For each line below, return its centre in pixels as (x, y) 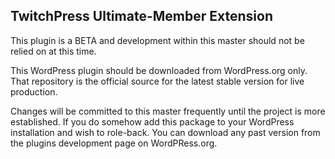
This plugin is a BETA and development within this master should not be (157, 40)
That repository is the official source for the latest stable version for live (157, 81)
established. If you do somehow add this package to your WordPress (152, 121)
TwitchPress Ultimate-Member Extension (141, 16)
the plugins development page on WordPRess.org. (114, 143)
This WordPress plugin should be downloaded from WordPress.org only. (159, 70)
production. (34, 91)
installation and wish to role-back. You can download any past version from (165, 132)
